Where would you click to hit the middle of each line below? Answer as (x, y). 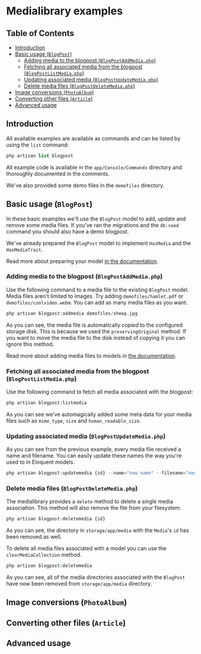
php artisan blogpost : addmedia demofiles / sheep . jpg (72, 313)
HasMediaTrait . (25, 249)
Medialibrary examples (65, 11)
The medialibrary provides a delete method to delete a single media (90, 501)
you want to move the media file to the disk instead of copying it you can (96, 338)
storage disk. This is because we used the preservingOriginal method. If (96, 331)
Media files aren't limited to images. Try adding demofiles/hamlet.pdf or (95, 296)
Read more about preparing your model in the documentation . (82, 261)
